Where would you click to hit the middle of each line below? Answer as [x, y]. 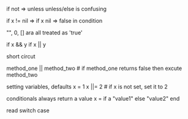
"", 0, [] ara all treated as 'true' [44, 33]
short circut [21, 56]
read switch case [28, 110]
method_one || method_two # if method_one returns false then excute [94, 68]
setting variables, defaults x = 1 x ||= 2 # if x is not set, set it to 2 [87, 86]
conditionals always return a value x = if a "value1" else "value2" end [93, 98]
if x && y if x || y [26, 44]
